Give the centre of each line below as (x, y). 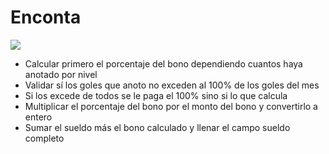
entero (38, 117)
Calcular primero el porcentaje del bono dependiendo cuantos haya (163, 63)
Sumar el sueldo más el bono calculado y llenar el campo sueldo (157, 127)
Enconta (46, 17)
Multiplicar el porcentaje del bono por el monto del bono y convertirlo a (171, 106)
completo (44, 138)
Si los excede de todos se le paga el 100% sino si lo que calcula (156, 95)
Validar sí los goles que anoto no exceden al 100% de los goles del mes (172, 85)
